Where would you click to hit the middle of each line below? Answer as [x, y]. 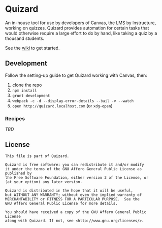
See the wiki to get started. [32, 48]
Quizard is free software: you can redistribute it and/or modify [75, 164]
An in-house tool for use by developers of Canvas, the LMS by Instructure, [81, 23]
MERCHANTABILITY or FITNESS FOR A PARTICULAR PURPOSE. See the [72, 199]
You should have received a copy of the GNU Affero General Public [76, 212]
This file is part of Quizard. [37, 156]
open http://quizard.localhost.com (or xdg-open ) [62, 106]
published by [18, 173]
